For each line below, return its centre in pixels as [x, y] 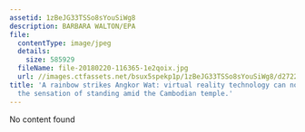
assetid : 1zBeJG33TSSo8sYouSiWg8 [73, 18]
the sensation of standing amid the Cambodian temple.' [125, 93]
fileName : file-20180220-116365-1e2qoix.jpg [103, 69]
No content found [42, 119]
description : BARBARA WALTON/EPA [73, 26]
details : [34, 52]
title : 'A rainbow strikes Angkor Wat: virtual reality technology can [148, 85]
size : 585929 [50, 60]
